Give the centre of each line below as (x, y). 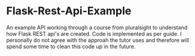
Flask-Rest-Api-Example (69, 11)
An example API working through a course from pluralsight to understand (97, 27)
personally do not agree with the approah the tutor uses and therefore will (98, 40)
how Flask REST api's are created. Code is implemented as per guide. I (94, 33)
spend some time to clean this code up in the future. (71, 46)
